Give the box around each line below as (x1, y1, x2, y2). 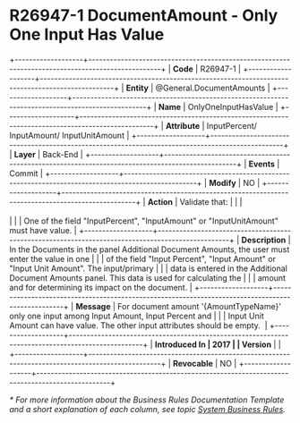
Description (241, 234, 287, 245)
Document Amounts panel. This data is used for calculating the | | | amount (9, 272, 287, 283)
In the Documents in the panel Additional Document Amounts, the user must (9, 243, 290, 255)
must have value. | (9, 224, 78, 235)
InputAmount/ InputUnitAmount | (9, 130, 130, 140)
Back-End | (42, 148, 83, 159)
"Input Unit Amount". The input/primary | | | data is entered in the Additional (9, 263, 288, 274)
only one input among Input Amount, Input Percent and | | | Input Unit (9, 310, 264, 321)
